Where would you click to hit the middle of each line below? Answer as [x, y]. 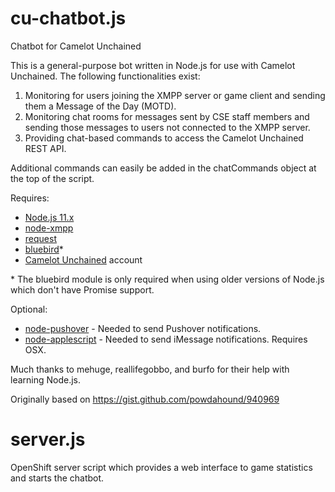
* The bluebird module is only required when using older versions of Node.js [167, 279]
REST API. [45, 148]
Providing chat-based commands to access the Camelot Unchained [164, 138]
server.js [48, 439]
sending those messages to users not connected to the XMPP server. [167, 127]
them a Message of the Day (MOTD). [100, 106]
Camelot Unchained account [83, 259]
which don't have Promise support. [82, 289]
